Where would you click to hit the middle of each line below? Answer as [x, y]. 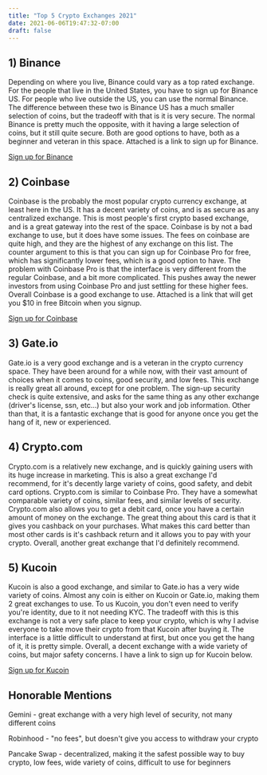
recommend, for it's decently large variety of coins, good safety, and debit [130, 483]
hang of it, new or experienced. [60, 422]
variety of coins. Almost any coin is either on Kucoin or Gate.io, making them [134, 595]
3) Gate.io [33, 344]
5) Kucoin [33, 568]
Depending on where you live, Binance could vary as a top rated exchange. [132, 82]
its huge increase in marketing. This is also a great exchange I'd [113, 475]
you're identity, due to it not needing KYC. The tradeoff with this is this [124, 612]
